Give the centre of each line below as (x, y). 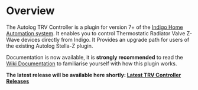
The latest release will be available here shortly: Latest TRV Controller (94, 75)
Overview (30, 11)
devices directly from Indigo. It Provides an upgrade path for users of (105, 39)
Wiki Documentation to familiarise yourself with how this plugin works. (92, 64)
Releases (18, 81)
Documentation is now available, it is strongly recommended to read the (95, 57)
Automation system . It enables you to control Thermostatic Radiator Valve (96, 33)
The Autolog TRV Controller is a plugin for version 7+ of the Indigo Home (95, 27)
